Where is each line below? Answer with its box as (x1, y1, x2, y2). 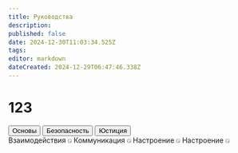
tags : (8, 46, 26, 55)
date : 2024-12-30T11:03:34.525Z (8, 38, 116, 46)
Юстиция (98, 126, 128, 135)
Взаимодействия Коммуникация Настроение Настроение (8, 135, 224, 145)
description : (8, 21, 52, 29)
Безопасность (46, 126, 89, 135)
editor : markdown (8, 55, 66, 63)
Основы (12, 126, 38, 135)
